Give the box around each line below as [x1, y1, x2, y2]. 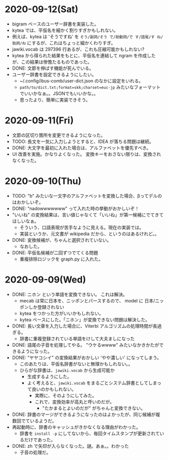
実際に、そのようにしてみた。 [34, 392, 97, 398]
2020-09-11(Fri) [5, 115, 74, 126]
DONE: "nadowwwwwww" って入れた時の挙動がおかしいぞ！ [12, 205, 140, 211]
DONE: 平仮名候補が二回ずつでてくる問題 [12, 249, 98, 256]
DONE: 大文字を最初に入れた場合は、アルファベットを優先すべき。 [12, 145, 151, 151]
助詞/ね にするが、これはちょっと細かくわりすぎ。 [12, 39, 116, 46]
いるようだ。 [29, 418, 57, 424]
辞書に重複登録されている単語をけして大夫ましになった [19, 335, 135, 342]
